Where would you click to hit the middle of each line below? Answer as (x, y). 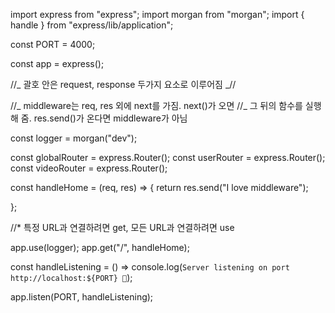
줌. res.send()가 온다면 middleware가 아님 (104, 118)
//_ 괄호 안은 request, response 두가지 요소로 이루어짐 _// (123, 84)
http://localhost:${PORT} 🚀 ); (71, 277)
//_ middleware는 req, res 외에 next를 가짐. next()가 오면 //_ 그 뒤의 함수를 (156, 105)
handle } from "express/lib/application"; (92, 25)
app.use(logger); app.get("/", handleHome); (100, 247)
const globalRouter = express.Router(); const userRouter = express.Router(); (168, 157)
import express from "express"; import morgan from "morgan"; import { (157, 14)
